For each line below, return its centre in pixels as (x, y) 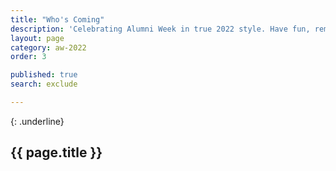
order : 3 (28, 57)
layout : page (37, 38)
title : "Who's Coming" (57, 19)
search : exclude (44, 84)
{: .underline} (37, 121)
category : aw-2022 (48, 47)
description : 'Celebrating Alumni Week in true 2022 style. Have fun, (160, 29)
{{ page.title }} (56, 152)
